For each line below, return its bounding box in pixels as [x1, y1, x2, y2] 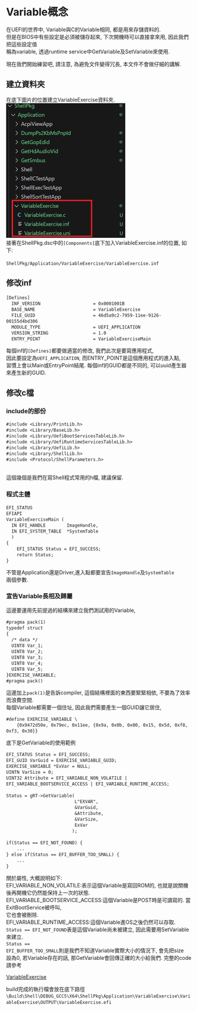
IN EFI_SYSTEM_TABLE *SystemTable [11, 528, 99, 534]
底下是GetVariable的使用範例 [6, 739, 76, 746]
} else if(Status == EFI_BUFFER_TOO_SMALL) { [6, 852, 119, 857]
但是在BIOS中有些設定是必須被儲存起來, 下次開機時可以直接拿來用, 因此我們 [6, 33, 189, 40]
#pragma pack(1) [6, 619, 46, 625]
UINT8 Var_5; [11, 666, 44, 672]
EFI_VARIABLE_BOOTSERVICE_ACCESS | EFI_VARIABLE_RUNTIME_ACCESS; [6, 781, 169, 787]
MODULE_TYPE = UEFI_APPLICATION [11, 324, 141, 330]
